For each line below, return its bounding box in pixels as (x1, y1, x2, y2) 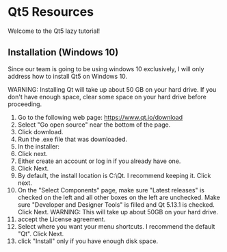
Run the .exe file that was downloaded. (17, 135, 128, 143)
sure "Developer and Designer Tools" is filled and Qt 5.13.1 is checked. (17, 200, 215, 209)
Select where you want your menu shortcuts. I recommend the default (17, 222, 215, 230)
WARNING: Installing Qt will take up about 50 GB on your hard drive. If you (8, 85, 217, 93)
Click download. (17, 127, 64, 136)
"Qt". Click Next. (17, 229, 64, 238)
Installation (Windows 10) (8, 47, 119, 58)
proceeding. (8, 100, 42, 108)
